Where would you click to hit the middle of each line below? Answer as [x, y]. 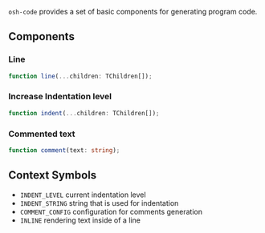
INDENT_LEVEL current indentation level [83, 195]
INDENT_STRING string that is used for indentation [99, 203]
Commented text [42, 134]
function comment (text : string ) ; [64, 151]
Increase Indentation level [60, 97]
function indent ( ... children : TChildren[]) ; [84, 113]
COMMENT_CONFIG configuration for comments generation [111, 211]
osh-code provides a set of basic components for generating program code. [133, 12]
